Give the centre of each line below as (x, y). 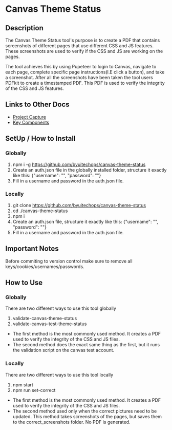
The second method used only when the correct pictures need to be (85, 411)
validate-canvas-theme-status (45, 319)
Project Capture (29, 117)
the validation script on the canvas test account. (63, 350)
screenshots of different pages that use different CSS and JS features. (80, 46)
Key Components (31, 122)
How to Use (24, 283)
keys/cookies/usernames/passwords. (45, 266)
